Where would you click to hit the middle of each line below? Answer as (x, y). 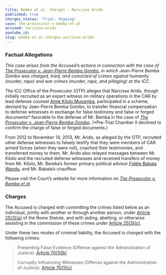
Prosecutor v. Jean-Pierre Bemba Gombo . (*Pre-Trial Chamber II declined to (83, 122)
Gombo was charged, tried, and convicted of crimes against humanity (77, 76)
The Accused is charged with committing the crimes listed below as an (77, 207)
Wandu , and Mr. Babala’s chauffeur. (41, 169)
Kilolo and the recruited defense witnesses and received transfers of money (83, 159)
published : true (22, 14)
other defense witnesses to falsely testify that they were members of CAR (81, 143)
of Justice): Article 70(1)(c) (45, 268)
